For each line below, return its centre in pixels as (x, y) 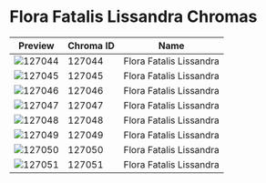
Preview (36, 46)
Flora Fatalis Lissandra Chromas (133, 17)
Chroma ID (92, 46)
